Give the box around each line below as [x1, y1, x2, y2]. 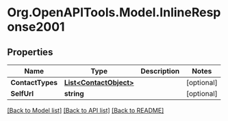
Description [140, 67, 180, 75]
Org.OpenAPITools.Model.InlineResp [7, 5, 221, 20]
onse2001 [7, 19, 65, 35]
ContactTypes [10, 78, 58, 87]
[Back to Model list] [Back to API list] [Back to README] [7, 107, 164, 114]
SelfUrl [10, 89, 34, 98]
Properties [7, 46, 53, 58]
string [64, 89, 84, 98]
